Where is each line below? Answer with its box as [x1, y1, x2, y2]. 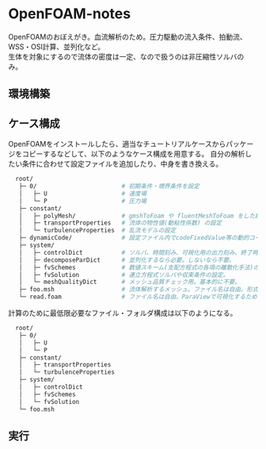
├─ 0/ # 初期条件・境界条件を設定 [18, 182, 200, 190]
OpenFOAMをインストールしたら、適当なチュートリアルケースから [8, 140, 226, 149]
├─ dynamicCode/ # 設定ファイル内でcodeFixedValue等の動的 [18, 234, 249, 242]
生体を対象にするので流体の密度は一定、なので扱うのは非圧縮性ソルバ [8, 52, 237, 61]
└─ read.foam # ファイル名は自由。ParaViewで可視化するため [18, 293, 257, 301]
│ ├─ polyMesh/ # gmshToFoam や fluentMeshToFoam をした [18, 212, 256, 220]
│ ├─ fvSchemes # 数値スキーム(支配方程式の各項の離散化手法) [18, 263, 254, 271]
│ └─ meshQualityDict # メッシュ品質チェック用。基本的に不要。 [18, 278, 241, 286]
